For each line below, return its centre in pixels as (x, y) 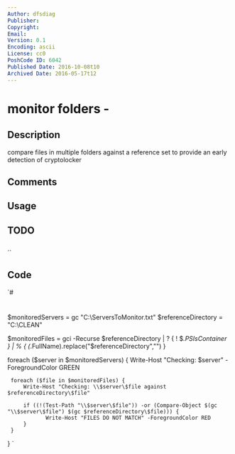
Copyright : (23, 27)
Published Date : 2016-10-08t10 (54, 67)
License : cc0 (27, 54)
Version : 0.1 (27, 41)
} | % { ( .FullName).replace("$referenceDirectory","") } (87, 347)
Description (34, 135)
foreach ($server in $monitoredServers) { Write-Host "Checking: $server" (115, 360)
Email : (17, 34)
